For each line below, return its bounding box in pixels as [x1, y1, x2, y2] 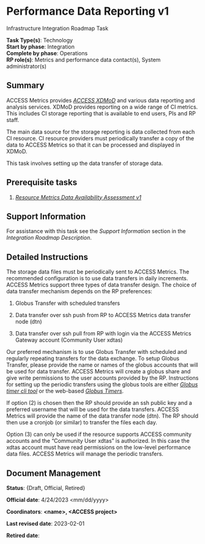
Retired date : [6, 532, 40, 539]
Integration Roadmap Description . [6, 234, 92, 242]
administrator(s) [6, 63, 47, 70]
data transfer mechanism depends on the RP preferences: [6, 288, 153, 295]
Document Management [6, 468, 101, 478]
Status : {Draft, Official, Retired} [6, 485, 86, 491]
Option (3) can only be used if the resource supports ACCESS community [6, 431, 192, 438]
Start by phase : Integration [6, 43, 75, 50]
